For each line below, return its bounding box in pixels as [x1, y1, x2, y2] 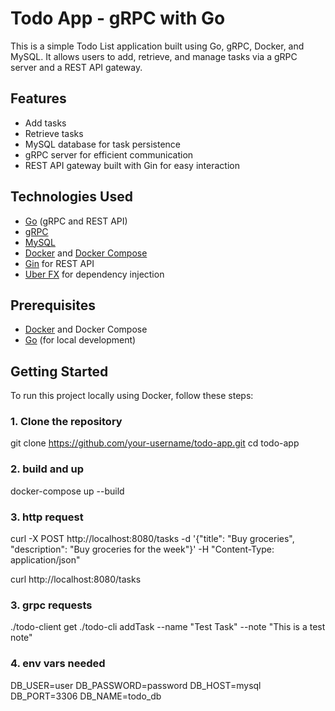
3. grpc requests [10, 598, 93, 612]
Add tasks [24, 117, 67, 129]
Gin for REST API [24, 257, 95, 269]
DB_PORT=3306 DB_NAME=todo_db [10, 690, 162, 702]
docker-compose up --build [10, 485, 125, 497]
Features [10, 90, 67, 107]
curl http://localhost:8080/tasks [10, 573, 142, 586]
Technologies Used [10, 188, 133, 206]
